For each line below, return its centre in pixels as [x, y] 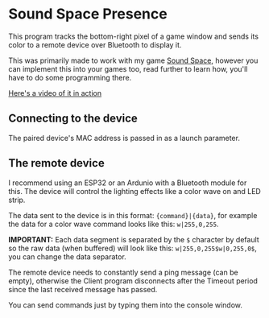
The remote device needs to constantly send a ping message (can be [124, 272]
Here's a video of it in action [55, 93]
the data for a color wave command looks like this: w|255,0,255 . [114, 224]
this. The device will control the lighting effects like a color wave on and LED [135, 191]
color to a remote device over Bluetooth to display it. [95, 44]
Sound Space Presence [88, 14]
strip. [17, 200]
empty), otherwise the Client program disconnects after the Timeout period [133, 281]
